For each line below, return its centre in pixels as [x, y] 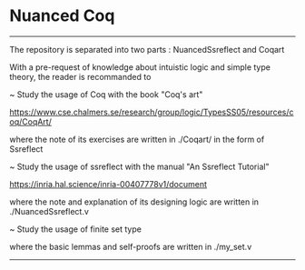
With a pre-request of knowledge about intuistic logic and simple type [140, 67]
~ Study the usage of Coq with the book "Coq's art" [106, 94]
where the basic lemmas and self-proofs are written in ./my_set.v [131, 246]
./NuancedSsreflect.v [49, 211]
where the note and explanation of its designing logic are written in [134, 202]
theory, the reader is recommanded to [80, 76]
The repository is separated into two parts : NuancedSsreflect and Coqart [147, 49]
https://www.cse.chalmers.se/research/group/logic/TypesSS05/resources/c [152, 112]
